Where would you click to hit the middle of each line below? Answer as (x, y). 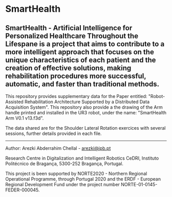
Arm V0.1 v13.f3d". (25, 118)
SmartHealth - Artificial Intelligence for (69, 28)
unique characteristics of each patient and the (81, 60)
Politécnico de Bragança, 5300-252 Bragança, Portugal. (64, 164)
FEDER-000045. (23, 190)
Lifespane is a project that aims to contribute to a (85, 44)
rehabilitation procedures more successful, (76, 76)
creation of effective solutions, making (68, 68)
